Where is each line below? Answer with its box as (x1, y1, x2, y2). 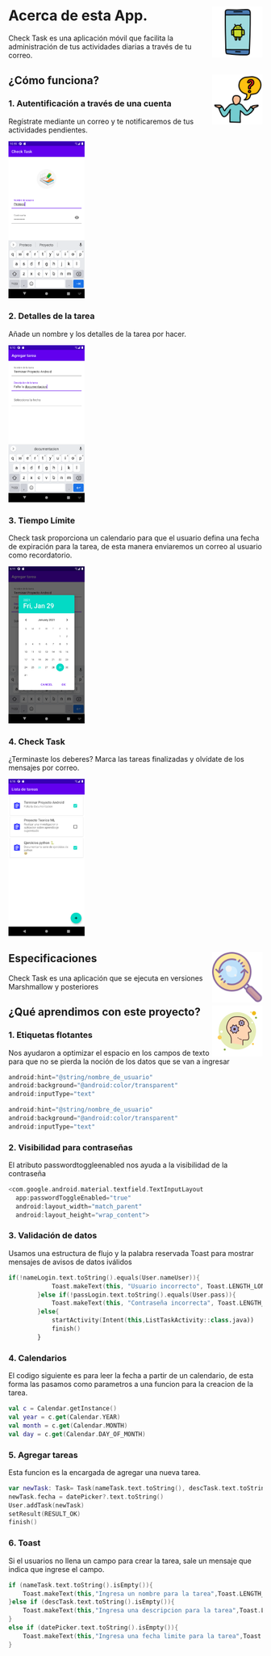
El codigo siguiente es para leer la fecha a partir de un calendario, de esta (8, 1371, 254, 1381)
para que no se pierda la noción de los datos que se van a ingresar (8, 1057, 230, 1066)
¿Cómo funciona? (8, 74, 99, 87)
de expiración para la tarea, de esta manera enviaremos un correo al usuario (8, 541, 262, 551)
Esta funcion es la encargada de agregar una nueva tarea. (8, 1467, 202, 1477)
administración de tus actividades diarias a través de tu (8, 41, 192, 51)
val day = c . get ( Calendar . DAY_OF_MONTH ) (8, 1430, 147, 1438)
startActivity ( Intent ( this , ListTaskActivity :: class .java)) (51, 1316, 254, 1325)
